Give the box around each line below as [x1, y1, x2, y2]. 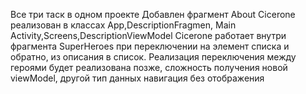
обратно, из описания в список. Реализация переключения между [10, 51, 297, 63]
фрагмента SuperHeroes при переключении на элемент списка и [10, 40, 290, 52]
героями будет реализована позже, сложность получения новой [10, 62, 288, 73]
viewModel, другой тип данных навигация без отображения [10, 72, 265, 84]
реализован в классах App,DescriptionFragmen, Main [10, 19, 237, 31]
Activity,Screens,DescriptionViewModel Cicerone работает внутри [10, 30, 287, 41]
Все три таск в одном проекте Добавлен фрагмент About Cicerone [10, 9, 296, 20]
